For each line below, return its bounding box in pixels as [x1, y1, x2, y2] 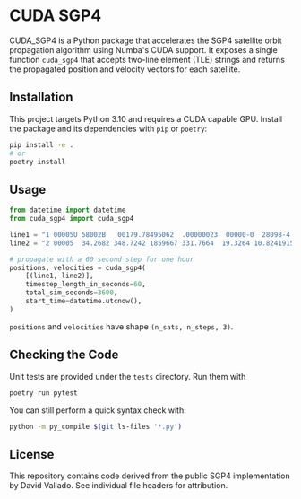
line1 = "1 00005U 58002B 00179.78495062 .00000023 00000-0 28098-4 [9, 230, 291, 239]
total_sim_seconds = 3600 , [25, 288, 118, 297]
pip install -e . [9, 140, 74, 149]
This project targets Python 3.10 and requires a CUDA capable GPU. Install [9, 113, 283, 124]
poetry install [9, 157, 66, 166]
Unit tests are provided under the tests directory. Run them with [9, 371, 246, 381]
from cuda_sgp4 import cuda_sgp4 [9, 214, 134, 223]
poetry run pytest [9, 388, 78, 398]
